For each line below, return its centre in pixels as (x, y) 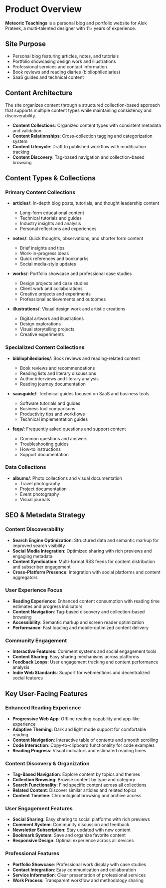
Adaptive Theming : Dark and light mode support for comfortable (79, 729)
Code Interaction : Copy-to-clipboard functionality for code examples (83, 745)
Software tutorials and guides (50, 403)
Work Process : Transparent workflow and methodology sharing (78, 880)
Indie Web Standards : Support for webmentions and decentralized (81, 673)
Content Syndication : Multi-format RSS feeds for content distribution (84, 561)
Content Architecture (39, 93)
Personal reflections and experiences (58, 229)
